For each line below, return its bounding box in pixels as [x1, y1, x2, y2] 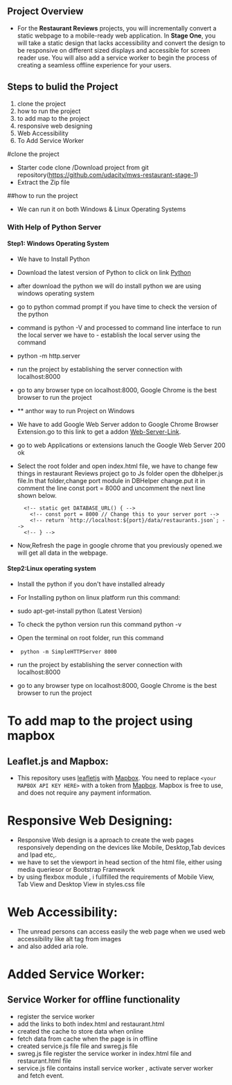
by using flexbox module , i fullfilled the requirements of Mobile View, [17, 873, 215, 881]
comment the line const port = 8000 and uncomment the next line [17, 484, 206, 492]
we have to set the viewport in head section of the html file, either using [17, 857, 222, 866]
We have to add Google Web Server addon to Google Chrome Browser [17, 420, 219, 428]
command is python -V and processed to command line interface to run [17, 323, 222, 332]
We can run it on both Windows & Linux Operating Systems [17, 205, 186, 213]
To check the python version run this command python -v [17, 620, 182, 628]
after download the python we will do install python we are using [17, 281, 202, 290]
